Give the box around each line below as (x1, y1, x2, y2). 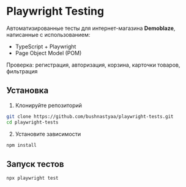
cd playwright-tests (6, 119, 59, 125)
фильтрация (6, 67, 38, 75)
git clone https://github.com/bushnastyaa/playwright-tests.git (6, 113, 174, 120)
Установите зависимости (15, 130, 81, 137)
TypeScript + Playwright (15, 43, 76, 50)
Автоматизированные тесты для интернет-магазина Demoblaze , (6, 24, 176, 32)
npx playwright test (6, 175, 59, 182)
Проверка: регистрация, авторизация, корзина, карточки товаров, (6, 61, 180, 68)
